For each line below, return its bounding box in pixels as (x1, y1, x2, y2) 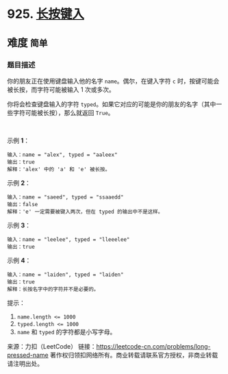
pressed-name (7, 351, 49, 359)
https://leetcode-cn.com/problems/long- (96, 342, 211, 350)
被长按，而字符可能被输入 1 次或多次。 (7, 85, 115, 93)
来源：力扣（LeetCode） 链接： (7, 342, 97, 350)
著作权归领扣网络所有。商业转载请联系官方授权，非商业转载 (50, 351, 218, 359)
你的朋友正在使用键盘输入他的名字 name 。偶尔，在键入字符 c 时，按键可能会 (7, 77, 220, 85)
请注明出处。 (7, 359, 43, 367)
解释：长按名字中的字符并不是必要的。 (7, 286, 99, 292)
